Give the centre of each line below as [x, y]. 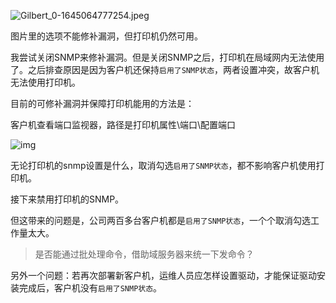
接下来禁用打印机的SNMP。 [67, 199]
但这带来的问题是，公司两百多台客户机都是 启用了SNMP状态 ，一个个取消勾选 [161, 220]
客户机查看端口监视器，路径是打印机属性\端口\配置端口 [123, 124]
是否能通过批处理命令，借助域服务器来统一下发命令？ [144, 254]
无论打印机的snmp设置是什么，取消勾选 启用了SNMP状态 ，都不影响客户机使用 [163, 165]
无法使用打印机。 [45, 82]
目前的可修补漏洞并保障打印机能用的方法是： [102, 103]
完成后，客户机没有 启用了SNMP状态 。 [90, 288]
